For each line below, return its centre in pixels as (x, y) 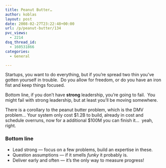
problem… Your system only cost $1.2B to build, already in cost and (74, 115)
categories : (17, 51)
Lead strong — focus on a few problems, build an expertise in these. (83, 150)
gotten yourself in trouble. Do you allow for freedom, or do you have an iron (83, 80)
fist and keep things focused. (35, 85)
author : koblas (21, 14)
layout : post (19, 19)
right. (11, 126)
